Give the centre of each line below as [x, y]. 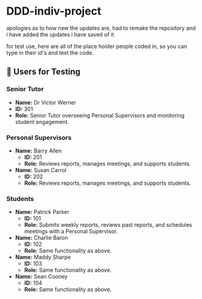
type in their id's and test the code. [50, 52]
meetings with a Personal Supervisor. [71, 232]
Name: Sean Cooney [41, 277]
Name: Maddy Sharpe [43, 257]
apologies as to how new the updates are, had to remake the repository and [101, 28]
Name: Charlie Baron [41, 238]
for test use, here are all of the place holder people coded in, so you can [97, 46]
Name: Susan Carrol [41, 170]
